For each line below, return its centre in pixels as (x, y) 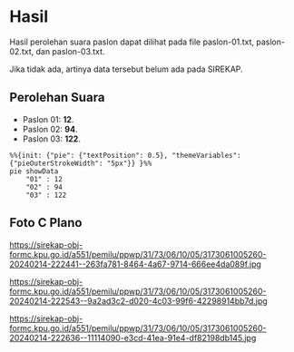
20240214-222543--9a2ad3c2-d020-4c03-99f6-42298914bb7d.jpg (138, 300)
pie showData (34, 171)
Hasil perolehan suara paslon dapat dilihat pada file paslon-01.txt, (132, 42)
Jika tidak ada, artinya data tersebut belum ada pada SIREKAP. (126, 69)
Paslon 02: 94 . (50, 129)
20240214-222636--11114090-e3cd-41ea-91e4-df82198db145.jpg (133, 337)
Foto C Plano (46, 223)
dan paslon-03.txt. (70, 51)
